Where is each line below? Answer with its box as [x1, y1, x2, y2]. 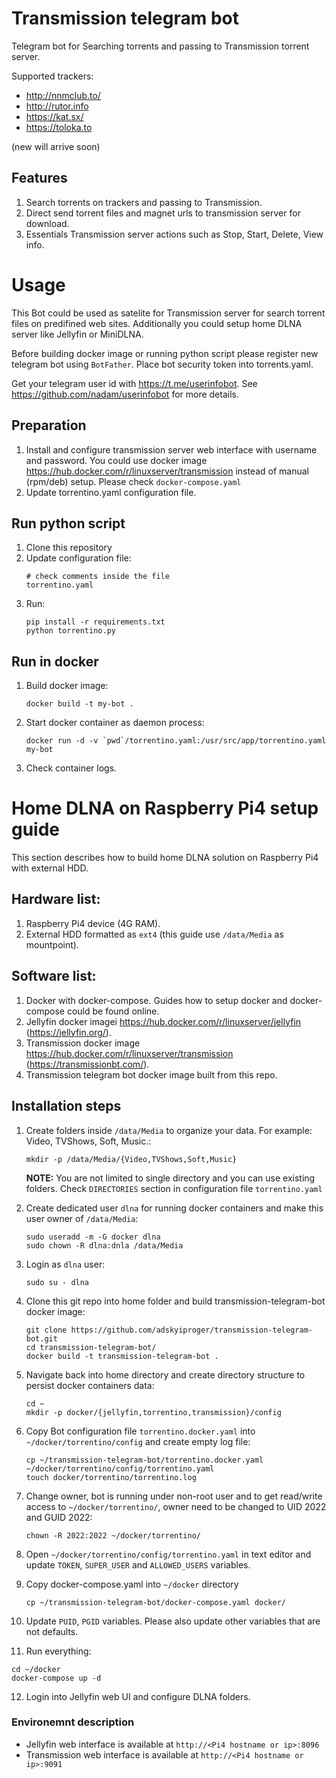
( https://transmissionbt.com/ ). [25, 1058, 150, 1070]
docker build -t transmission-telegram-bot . [25, 1351, 219, 1361]
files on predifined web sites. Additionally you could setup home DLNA [11, 317, 303, 329]
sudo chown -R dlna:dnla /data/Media [25, 1240, 184, 1251]
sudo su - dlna [25, 1277, 90, 1287]
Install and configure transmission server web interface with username [25, 443, 318, 456]
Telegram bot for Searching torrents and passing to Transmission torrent [11, 40, 310, 52]
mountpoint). [25, 938, 79, 951]
